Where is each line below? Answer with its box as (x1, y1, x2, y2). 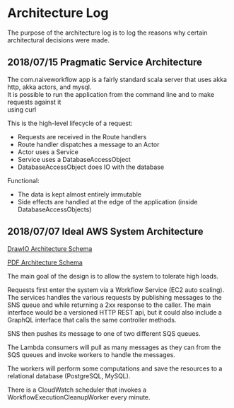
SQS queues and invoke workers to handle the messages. (7, 350, 175, 359)
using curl (7, 105, 37, 114)
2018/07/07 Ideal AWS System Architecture (7, 226, 204, 238)
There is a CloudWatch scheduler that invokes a (7, 385, 147, 394)
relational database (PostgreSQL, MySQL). (7, 371, 131, 380)
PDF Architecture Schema (7, 258, 83, 267)
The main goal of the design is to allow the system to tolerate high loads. (7, 272, 219, 280)
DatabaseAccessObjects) (17, 205, 92, 214)
